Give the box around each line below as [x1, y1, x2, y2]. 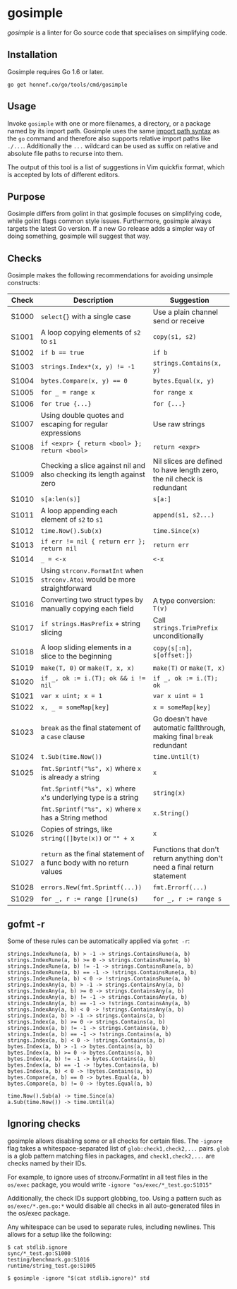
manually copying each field [40, 604, 134, 613]
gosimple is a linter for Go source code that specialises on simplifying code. [7, 28, 228, 37]
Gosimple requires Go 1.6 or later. [7, 67, 104, 76]
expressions [40, 428, 81, 438]
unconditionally [152, 631, 204, 641]
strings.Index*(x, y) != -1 [40, 363, 135, 371]
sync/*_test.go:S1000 [7, 1249, 71, 1257]
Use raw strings [152, 419, 206, 429]
